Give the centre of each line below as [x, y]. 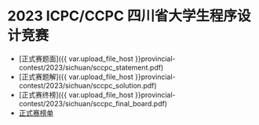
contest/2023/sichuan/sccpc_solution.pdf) [88, 85]
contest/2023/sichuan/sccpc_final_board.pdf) [93, 103]
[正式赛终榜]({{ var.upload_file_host [76, 95]
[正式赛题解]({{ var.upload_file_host [76, 77]
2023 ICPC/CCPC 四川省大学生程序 [122, 16]
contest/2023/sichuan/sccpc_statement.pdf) [91, 67]
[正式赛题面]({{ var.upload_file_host [76, 59]
